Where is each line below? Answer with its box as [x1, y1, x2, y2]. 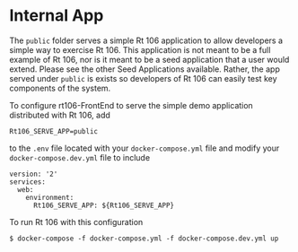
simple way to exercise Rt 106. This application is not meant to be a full [9, 44, 271, 55]
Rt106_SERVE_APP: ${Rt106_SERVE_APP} [32, 201, 175, 210]
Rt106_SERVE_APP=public [9, 126, 99, 135]
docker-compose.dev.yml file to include [9, 152, 151, 162]
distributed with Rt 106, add [9, 109, 110, 120]
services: [9, 177, 47, 187]
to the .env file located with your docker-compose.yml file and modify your [9, 143, 280, 153]
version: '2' [9, 169, 58, 178]
